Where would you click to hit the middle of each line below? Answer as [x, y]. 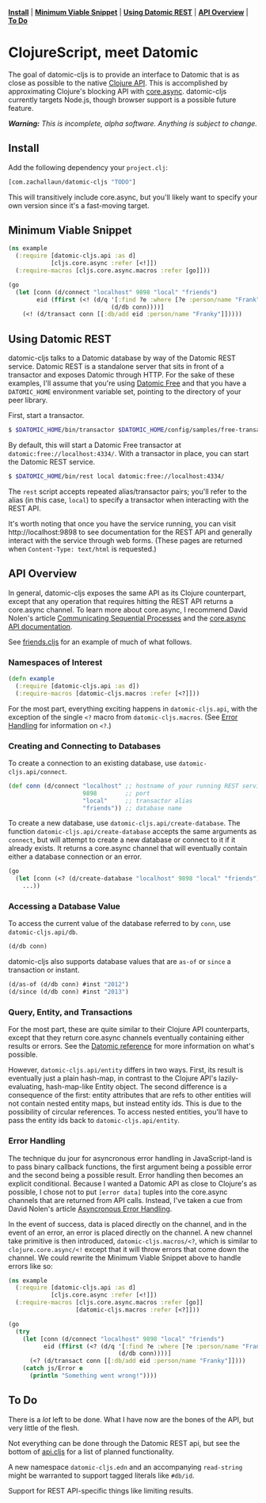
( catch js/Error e [53, 1368]
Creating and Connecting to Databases [84, 746]
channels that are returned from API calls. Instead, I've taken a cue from [125, 1200]
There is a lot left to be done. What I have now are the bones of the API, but [131, 1419]
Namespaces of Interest [55, 662]
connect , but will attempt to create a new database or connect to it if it [122, 840]
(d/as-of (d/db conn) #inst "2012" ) [68, 985]
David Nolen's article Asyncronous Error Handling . [90, 1209]
